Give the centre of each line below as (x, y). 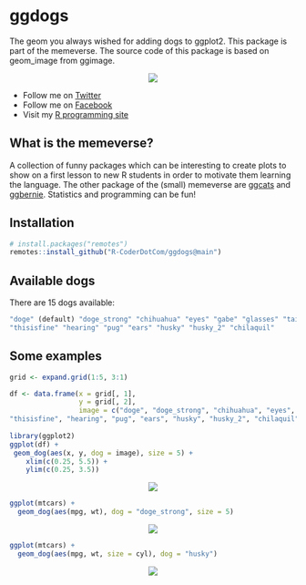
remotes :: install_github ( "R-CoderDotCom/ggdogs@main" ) (116, 252)
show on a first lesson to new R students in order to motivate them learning (150, 175)
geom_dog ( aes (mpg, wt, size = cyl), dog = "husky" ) (118, 554)
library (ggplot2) (42, 436)
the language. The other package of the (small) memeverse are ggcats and (150, 184)
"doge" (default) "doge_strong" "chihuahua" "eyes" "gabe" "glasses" (144, 320)
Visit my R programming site (76, 114)
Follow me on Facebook (67, 105)
